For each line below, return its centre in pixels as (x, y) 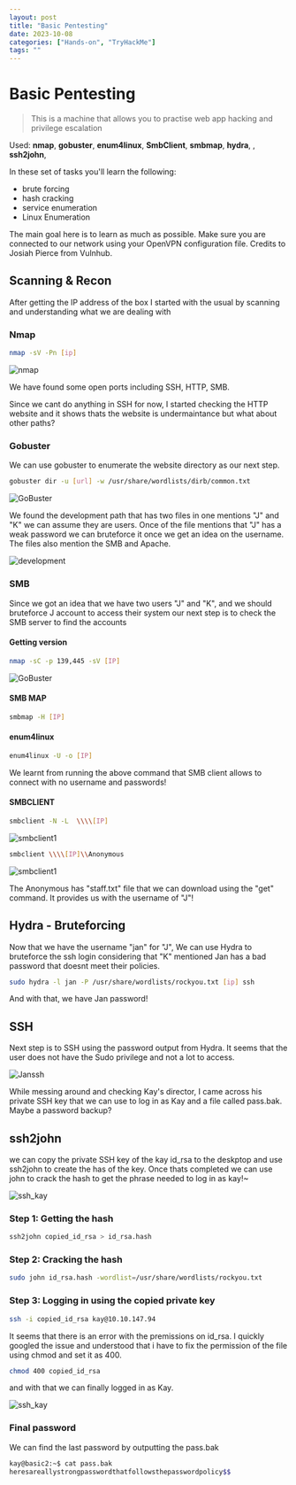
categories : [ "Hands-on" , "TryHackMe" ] (83, 42)
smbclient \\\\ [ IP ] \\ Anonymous (67, 854)
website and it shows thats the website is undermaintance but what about (143, 414)
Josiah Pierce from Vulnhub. (61, 253)
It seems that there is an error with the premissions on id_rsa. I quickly (137, 1336)
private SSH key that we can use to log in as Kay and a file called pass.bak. (146, 1101)
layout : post (33, 17)
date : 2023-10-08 (41, 34)
